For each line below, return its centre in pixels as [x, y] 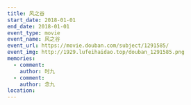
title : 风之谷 [26, 13]
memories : [22, 59]
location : [22, 90]
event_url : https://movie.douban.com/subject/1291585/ [88, 46]
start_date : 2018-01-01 [42, 20]
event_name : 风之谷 [34, 39]
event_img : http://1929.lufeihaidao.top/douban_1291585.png [96, 52]
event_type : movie [34, 33]
